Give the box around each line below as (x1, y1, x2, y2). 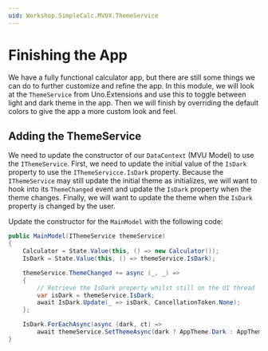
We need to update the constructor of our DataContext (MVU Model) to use (8, 151, 254, 160)
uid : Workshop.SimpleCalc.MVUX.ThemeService (8, 11, 159, 20)
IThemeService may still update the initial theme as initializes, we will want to (8, 176, 258, 186)
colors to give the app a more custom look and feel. (8, 106, 178, 116)
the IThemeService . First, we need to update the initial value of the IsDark (8, 159, 247, 168)
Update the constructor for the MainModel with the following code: (8, 217, 223, 227)
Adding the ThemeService (8, 129, 142, 143)
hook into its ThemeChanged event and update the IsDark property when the (8, 184, 251, 194)
